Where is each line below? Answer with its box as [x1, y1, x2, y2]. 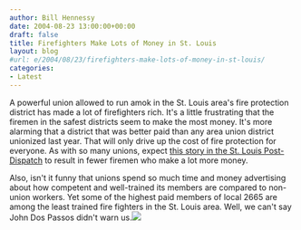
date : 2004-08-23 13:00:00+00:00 [9, 22, 136, 31]
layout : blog [9, 47, 59, 56]
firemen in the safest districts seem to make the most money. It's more [9, 116, 273, 127]
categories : [9, 64, 54, 73]
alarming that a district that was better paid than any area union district [9, 126, 275, 137]
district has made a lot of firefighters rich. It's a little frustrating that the [9, 106, 275, 118]
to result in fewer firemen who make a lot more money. [44, 155, 248, 166]
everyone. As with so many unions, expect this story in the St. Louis [9, 145, 263, 156]
